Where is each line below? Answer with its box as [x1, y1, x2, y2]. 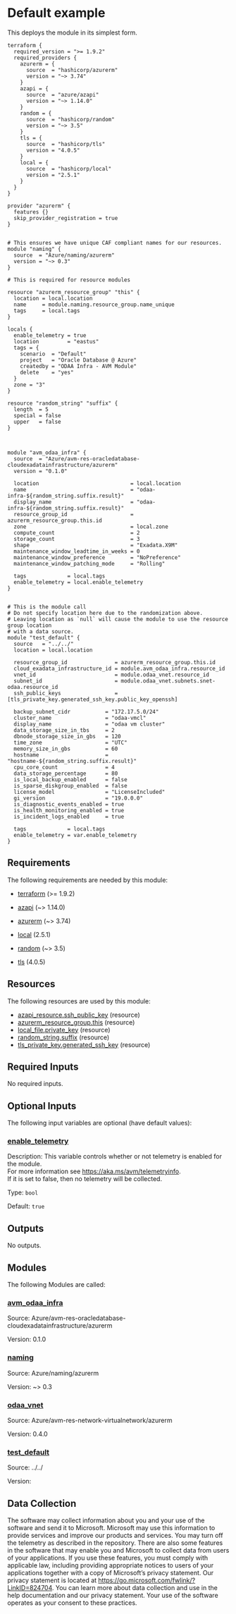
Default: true [7, 1202, 45, 1211]
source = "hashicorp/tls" [25, 140, 106, 147]
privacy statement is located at [7, 1576, 97, 1584]
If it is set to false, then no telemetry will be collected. [7, 1175, 163, 1183]
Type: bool [7, 1188, 39, 1197]
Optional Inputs [7, 1100, 77, 1112]
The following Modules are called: [7, 1280, 106, 1289]
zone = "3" [13, 381, 46, 389]
